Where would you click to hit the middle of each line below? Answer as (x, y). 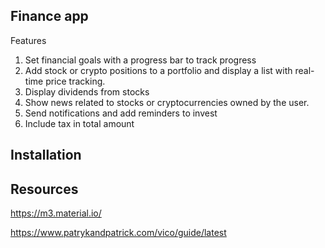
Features (28, 40)
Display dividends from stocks (87, 91)
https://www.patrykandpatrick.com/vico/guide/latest (118, 233)
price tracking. (75, 81)
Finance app (49, 16)
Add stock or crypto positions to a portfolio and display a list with (158, 70)
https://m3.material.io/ (56, 213)
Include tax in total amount (79, 123)
